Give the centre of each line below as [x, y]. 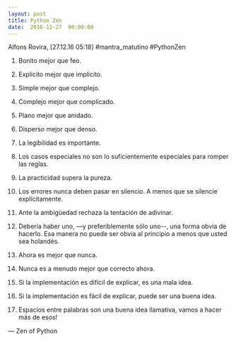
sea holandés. [39, 242]
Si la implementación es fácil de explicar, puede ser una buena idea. [117, 296]
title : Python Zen [35, 20]
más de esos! [38, 317]
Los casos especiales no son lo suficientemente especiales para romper [123, 157]
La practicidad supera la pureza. [65, 178]
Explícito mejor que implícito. [60, 74]
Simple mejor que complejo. [59, 88]
